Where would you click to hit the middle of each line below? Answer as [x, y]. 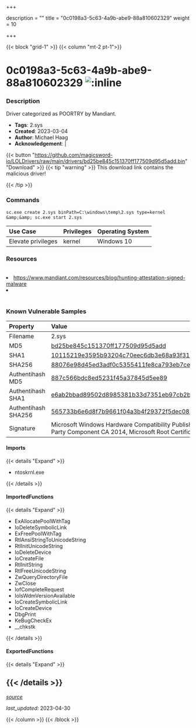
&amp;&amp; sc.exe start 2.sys [44, 217]
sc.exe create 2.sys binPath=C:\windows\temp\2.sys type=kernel [86, 212]
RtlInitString [28, 564]
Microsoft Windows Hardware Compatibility [111, 425]
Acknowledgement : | [41, 144]
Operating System [123, 231]
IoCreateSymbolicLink [41, 602]
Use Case [23, 231]
